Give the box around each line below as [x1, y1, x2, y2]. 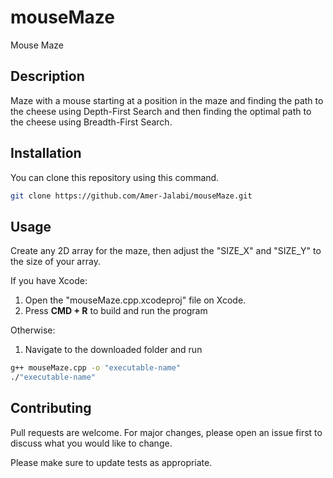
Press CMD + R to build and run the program [24, 305, 208, 317]
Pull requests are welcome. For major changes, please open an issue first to [10, 426, 323, 438]
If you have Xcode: [10, 275, 88, 287]
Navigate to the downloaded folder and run [24, 344, 203, 356]
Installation [10, 145, 82, 162]
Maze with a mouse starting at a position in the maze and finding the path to [10, 94, 324, 106]
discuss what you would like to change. [10, 437, 173, 449]
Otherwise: [10, 324, 56, 336]
